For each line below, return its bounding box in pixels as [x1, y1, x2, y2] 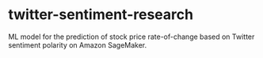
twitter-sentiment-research [8, 6, 194, 24]
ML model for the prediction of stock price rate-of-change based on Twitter [8, 32, 255, 41]
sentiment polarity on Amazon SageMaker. [8, 40, 147, 49]
